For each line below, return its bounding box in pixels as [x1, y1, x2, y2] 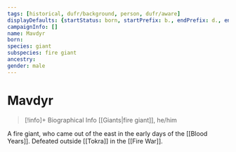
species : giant [7, 43, 52, 50]
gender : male [7, 62, 46, 69]
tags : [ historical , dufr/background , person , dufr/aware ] [7, 10, 181, 18]
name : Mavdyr [7, 29, 46, 37]
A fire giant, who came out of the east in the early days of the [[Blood [7, 129, 208, 137]
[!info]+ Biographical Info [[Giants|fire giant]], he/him [24, 116, 178, 124]
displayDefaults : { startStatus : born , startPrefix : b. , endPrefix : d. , [7, 17, 221, 24]
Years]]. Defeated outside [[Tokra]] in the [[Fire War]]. [7, 137, 163, 145]
